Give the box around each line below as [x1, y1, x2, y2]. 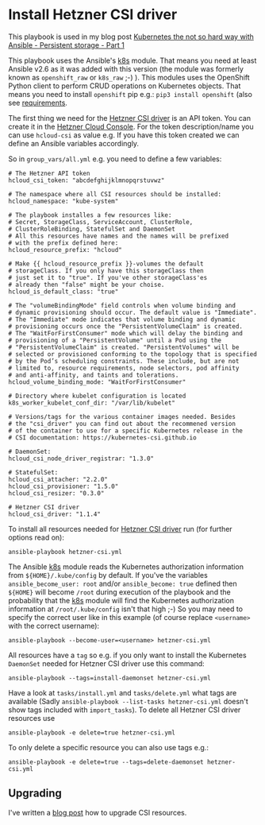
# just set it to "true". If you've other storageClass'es [8, 273, 208, 281]
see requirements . [8, 98, 67, 107]
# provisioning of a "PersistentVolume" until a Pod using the [8, 336, 222, 344]
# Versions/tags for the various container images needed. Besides [8, 412, 236, 420]
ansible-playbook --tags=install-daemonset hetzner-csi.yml [8, 674, 212, 682]
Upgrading [8, 787, 62, 800]
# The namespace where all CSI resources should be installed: [8, 190, 222, 198]
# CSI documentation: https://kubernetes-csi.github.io [8, 433, 197, 442]
